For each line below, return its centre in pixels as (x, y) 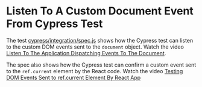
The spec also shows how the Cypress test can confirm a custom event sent (101, 65)
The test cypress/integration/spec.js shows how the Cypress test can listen (100, 40)
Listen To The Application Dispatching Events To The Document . (86, 53)
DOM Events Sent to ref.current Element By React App (74, 77)
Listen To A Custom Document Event (100, 11)
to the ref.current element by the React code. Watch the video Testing (95, 71)
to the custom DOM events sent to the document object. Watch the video (95, 47)
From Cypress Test (55, 24)
